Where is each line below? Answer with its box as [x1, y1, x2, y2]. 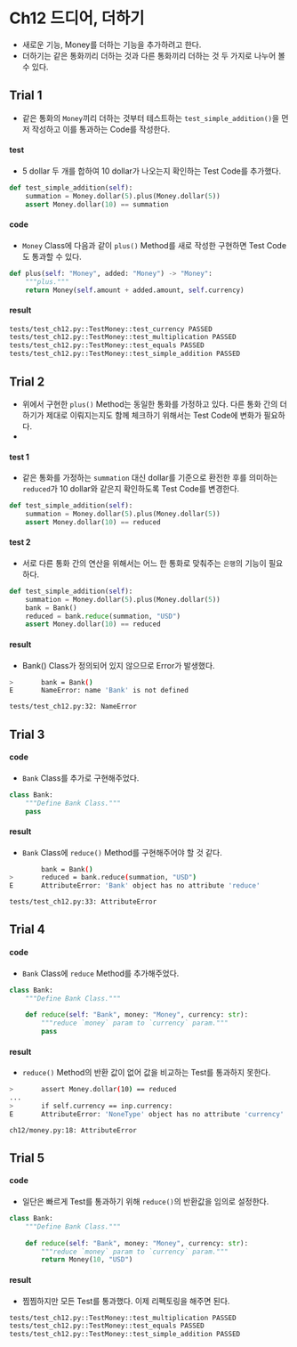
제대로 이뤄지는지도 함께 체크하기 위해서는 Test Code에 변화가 [45, 410, 262, 420]
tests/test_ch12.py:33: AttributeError [9, 897, 157, 906]
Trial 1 [9, 88, 43, 103]
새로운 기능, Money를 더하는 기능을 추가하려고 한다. [21, 39, 202, 50]
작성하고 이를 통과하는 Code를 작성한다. [31, 124, 171, 134]
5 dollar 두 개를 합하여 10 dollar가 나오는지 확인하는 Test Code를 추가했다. [21, 166, 282, 176]
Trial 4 [9, 922, 46, 937]
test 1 [9, 451, 29, 462]
